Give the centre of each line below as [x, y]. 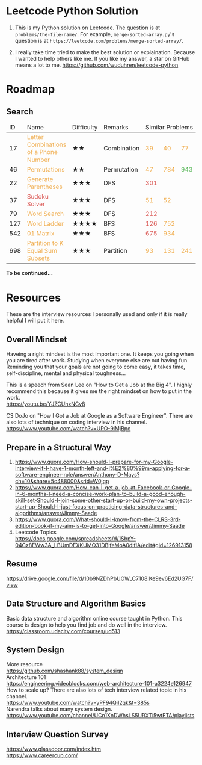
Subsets [38, 258]
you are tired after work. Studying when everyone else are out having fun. [98, 361]
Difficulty [85, 127]
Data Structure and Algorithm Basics [76, 604]
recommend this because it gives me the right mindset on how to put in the [99, 391]
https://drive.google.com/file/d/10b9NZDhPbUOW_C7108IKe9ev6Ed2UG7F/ [100, 578]
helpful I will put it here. [35, 321]
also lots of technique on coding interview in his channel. [77, 422]
